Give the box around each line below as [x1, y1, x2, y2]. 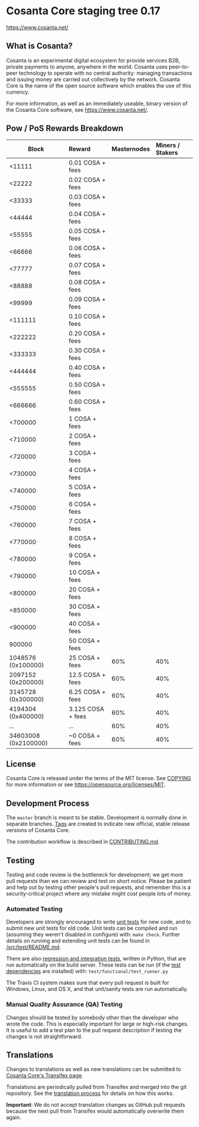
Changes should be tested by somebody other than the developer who [6, 1014, 179, 1021]
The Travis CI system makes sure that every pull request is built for [6, 979, 169, 986]
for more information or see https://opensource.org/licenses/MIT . [6, 781, 166, 788]
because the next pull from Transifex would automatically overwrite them [6, 1107, 184, 1115]
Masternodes [111, 144, 150, 153]
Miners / [156, 141, 180, 149]
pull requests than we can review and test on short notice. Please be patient [6, 878, 191, 884]
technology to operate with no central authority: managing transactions [18, 69, 192, 77]
